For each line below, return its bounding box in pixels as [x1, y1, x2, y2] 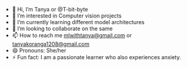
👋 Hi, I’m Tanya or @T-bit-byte [12, 6, 88, 13]
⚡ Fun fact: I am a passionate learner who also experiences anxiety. [12, 54, 181, 60]
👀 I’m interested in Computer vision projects [12, 12, 122, 19]
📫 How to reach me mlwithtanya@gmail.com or [12, 32, 132, 39]
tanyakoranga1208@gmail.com [12, 40, 90, 48]
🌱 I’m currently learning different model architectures [12, 19, 144, 25]
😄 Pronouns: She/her [12, 47, 67, 54]
